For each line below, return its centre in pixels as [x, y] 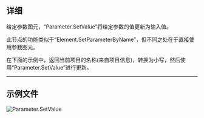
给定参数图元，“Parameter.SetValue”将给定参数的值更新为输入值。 [89, 27]
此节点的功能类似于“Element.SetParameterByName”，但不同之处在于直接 [98, 39]
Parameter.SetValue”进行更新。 [53, 67]
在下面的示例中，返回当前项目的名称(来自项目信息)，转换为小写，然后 [93, 60]
